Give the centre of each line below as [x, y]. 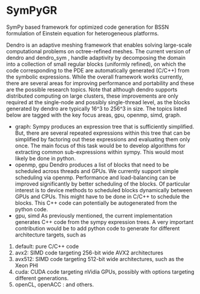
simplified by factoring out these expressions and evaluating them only [102, 139]
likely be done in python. [45, 158]
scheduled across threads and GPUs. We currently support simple [97, 171]
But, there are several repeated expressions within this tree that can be [102, 133]
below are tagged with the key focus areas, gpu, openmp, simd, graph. [94, 115]
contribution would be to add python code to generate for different [97, 228]
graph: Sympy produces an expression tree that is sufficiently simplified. [105, 126]
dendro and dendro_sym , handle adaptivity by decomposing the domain [96, 57]
